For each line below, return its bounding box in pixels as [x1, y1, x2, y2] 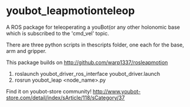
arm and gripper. [6, 47, 47, 54]
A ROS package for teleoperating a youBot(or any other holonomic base [6, 24, 181, 31]
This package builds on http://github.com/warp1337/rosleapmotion [6, 59, 168, 66]
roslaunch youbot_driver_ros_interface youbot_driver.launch [14, 70, 161, 77]
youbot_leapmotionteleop [6, 4, 135, 18]
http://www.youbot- [92, 88, 141, 95]
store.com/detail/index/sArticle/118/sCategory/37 [6, 94, 125, 101]
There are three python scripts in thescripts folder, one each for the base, [6, 41, 184, 48]
